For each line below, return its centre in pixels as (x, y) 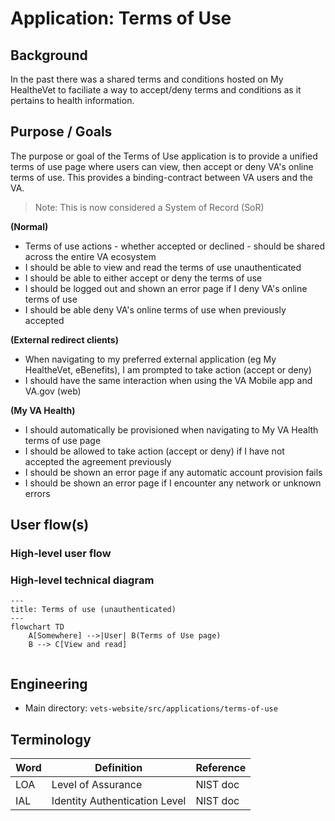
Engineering (49, 683)
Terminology (51, 739)
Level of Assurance (97, 785)
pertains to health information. (72, 100)
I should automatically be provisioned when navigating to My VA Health (171, 429)
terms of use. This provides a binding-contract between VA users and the (161, 177)
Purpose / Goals (61, 132)
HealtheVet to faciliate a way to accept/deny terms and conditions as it (156, 90)
